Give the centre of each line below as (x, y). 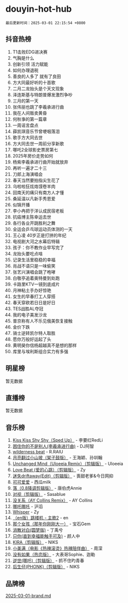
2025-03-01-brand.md (28, 596)
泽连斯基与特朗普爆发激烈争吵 (42, 94)
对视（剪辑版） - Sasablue (39, 494)
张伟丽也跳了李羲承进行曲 (38, 107)
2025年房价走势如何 (33, 156)
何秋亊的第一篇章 (30, 119)
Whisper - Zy (26, 512)
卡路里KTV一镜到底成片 (36, 284)
